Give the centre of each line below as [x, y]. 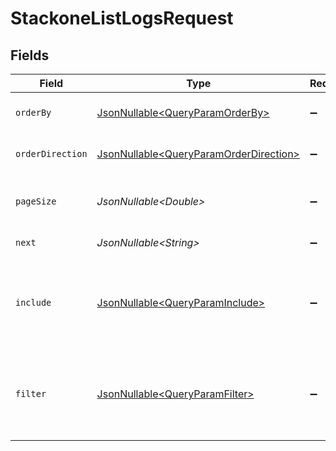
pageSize [36, 201]
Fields [30, 55]
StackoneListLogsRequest [122, 18]
